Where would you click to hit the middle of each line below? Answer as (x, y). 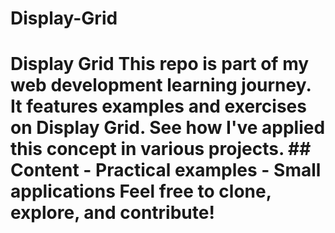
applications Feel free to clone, (141, 191)
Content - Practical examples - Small (166, 170)
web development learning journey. (161, 85)
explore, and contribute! (112, 213)
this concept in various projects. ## (161, 149)
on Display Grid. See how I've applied (168, 128)
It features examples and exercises (158, 106)
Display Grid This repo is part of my (160, 64)
